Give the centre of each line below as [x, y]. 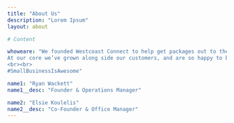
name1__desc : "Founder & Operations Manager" [74, 90]
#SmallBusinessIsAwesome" [45, 71]
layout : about [28, 26]
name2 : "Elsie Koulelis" [43, 102]
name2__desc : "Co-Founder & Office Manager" [73, 109]
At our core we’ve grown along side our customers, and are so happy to [115, 58]
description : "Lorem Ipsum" [48, 20]
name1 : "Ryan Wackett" [40, 83]
